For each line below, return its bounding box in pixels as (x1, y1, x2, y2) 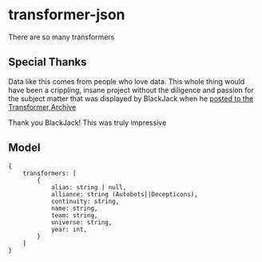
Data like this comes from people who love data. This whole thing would (8, 76, 245, 86)
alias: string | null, (50, 183, 127, 191)
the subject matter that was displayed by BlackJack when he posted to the (8, 94, 254, 103)
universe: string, (50, 218, 113, 226)
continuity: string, (50, 197, 120, 205)
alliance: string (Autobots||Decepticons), (50, 190, 198, 198)
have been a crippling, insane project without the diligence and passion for (8, 85, 254, 95)
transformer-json (8, 6, 125, 24)
